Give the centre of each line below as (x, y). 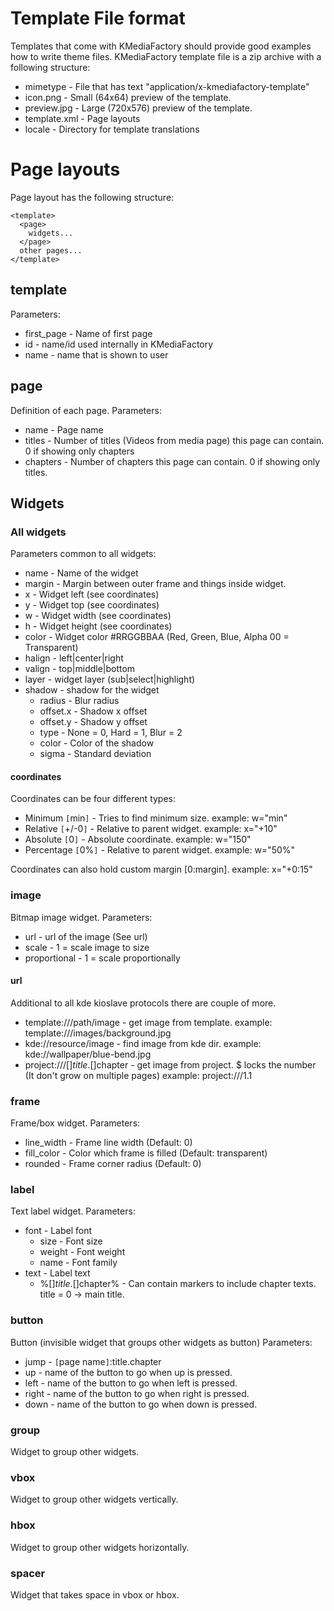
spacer (28, 1573)
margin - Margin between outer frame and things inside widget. (155, 584)
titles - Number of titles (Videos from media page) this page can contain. (174, 440)
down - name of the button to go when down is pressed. (141, 1404)
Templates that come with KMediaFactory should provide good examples (161, 46)
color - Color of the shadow (97, 743)
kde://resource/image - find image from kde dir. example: (143, 1043)
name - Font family (78, 1263)
